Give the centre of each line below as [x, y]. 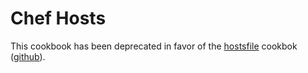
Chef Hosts [58, 18]
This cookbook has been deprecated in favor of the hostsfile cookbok [154, 46]
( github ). [28, 56]
